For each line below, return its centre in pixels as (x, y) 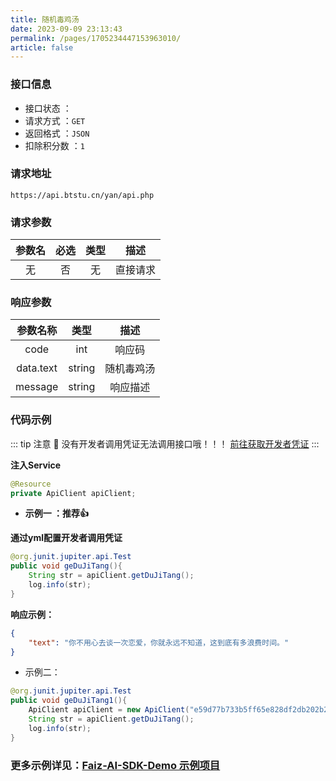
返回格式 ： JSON (57, 133)
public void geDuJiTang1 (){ (69, 701)
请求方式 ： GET (55, 120)
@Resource (31, 484)
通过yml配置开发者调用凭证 (66, 538)
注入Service (36, 465)
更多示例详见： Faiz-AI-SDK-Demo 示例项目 (115, 765)
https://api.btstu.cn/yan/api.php (82, 195)
